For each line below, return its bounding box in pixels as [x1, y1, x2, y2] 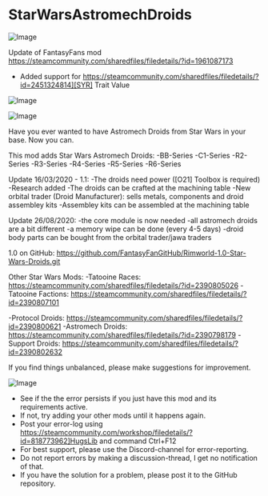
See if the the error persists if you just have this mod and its [19, 394, 218, 403]
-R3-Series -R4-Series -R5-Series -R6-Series [30, 158, 182, 169]
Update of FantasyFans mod [8, 47, 102, 57]
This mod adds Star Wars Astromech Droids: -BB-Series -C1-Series [8, 150, 230, 160]
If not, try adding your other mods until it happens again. [19, 410, 206, 420]
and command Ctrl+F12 [99, 436, 177, 446]
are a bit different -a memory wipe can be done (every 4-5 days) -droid [8, 224, 244, 234]
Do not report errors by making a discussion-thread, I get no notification [19, 453, 258, 462]
